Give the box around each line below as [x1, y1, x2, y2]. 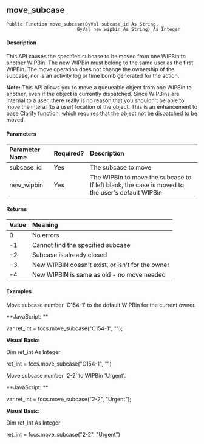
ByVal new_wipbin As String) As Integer [76, 26, 181, 32]
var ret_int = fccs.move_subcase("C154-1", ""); [6, 325, 123, 332]
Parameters [6, 130, 36, 137]
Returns [6, 205, 27, 212]
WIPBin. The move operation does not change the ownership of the [6, 66, 175, 73]
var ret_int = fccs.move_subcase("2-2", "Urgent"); [6, 395, 132, 403]
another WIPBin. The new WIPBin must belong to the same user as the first [6, 59, 194, 66]
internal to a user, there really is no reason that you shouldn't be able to [6, 97, 185, 104]
